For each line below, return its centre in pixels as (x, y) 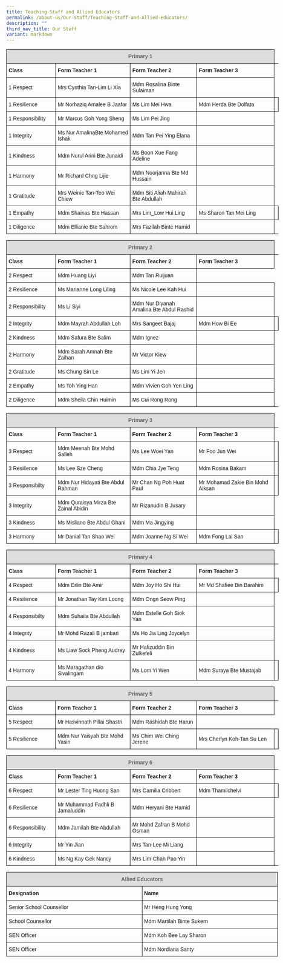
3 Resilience (23, 468)
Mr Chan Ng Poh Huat (158, 482)
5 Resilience (23, 739)
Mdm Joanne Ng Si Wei (160, 537)
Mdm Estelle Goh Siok (158, 613)
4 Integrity (20, 633)
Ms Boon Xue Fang (155, 153)
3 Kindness (22, 523)
